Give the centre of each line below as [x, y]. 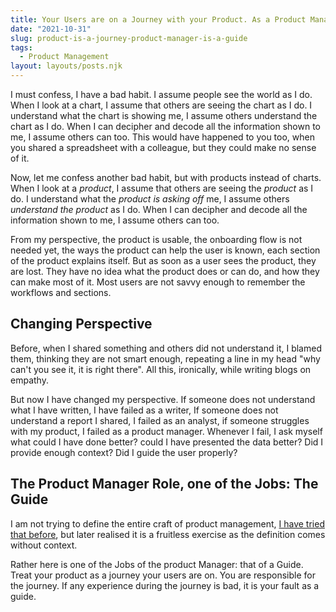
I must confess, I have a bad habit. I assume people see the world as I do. [161, 94]
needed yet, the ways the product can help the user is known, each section [165, 250]
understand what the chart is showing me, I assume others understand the [164, 115]
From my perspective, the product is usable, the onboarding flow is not [156, 239]
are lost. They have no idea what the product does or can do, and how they [165, 271]
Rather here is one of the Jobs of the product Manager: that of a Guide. [157, 564]
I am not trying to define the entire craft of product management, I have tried [167, 523]
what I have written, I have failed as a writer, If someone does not [144, 410]
